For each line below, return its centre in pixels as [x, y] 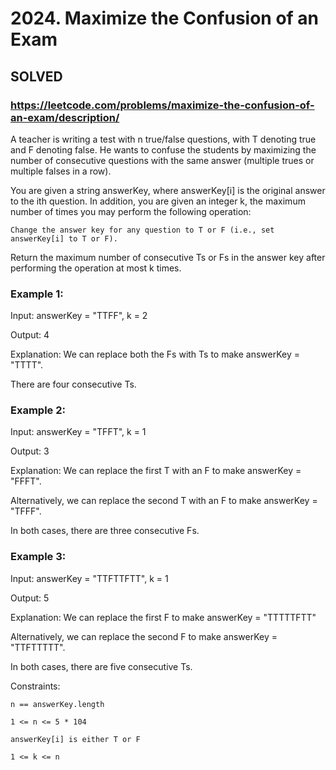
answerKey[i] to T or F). [64, 238]
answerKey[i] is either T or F [75, 739]
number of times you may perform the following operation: [131, 211]
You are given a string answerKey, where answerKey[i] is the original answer [168, 190]
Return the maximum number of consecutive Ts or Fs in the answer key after [168, 257]
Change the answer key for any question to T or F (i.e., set [142, 230]
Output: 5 [30, 598]
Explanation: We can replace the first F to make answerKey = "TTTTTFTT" [163, 617]
